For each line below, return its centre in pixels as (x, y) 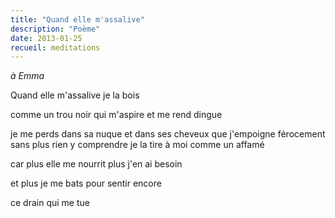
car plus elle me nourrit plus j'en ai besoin (96, 164)
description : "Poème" (55, 29)
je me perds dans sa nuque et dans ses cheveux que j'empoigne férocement (168, 134)
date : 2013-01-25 (46, 38)
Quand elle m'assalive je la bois (75, 95)
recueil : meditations (55, 47)
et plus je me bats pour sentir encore (86, 183)
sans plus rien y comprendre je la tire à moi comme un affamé (137, 145)
